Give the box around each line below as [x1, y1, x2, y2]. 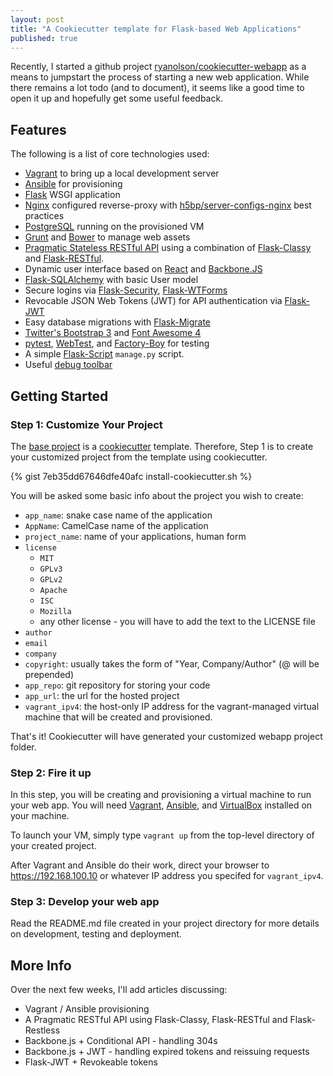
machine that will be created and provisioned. [24, 711, 213, 723]
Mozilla [39, 606, 72, 616]
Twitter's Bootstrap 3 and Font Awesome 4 [24, 327, 202, 339]
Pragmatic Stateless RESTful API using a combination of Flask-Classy [24, 242, 312, 254]
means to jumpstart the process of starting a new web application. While [10, 71, 310, 83]
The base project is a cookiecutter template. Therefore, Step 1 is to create [10, 440, 314, 452]
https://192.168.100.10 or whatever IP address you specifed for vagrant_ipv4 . [10, 870, 324, 882]
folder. [10, 741, 37, 753]
